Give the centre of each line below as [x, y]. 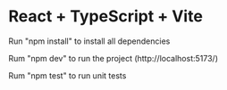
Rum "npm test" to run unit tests [67, 75]
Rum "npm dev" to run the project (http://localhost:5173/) [113, 58]
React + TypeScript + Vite [105, 16]
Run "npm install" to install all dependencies [89, 41]
